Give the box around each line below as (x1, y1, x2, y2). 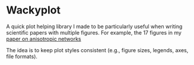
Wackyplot (6, 4, 61, 17)
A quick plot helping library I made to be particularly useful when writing (6, 23, 183, 30)
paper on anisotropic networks (6, 35, 81, 42)
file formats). (6, 53, 37, 60)
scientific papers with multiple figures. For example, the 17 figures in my (6, 29, 182, 36)
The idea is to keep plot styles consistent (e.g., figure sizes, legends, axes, (6, 46, 189, 53)
